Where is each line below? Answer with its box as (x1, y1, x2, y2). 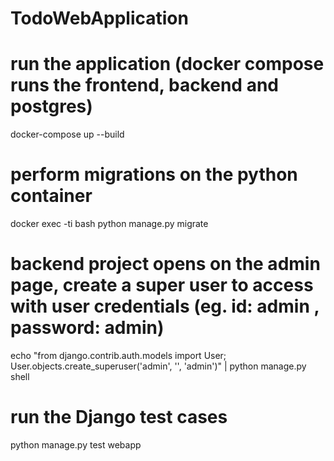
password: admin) (10, 317, 165, 339)
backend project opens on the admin (10, 253, 321, 276)
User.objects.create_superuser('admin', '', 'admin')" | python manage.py (10, 360, 307, 372)
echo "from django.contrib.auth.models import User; (10, 350, 227, 361)
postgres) (10, 95, 93, 118)
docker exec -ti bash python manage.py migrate (10, 218, 209, 230)
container (10, 185, 93, 207)
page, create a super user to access (10, 274, 314, 297)
